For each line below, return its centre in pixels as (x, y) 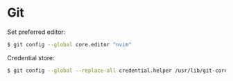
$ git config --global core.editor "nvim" (69, 44)
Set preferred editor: (36, 32)
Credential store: (31, 57)
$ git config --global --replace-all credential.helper (89, 71)
